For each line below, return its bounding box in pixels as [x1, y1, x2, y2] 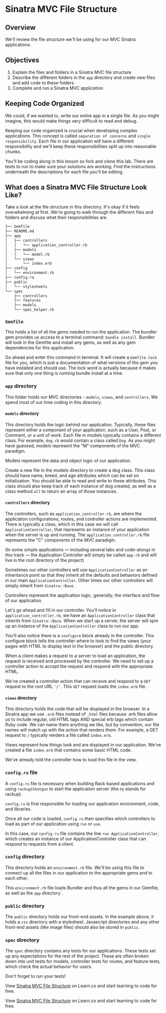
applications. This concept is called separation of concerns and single [5, 133, 151, 138]
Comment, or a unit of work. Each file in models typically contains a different [5, 432, 162, 438]
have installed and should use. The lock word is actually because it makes [5, 365, 156, 371]
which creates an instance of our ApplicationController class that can [5, 835, 146, 842]
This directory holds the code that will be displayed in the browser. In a [5, 706, 150, 712]
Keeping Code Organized [5, 99, 84, 108]
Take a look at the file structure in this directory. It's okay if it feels [5, 204, 140, 210]
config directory [5, 853, 45, 860]
